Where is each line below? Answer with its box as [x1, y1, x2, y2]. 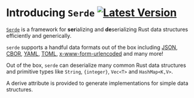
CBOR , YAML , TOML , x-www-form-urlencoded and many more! [6, 50, 163, 57]
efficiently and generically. [6, 32, 72, 39]
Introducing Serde [6, 6, 95, 20]
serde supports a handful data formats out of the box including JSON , [6, 44, 178, 51]
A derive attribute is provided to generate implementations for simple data [6, 79, 189, 87]
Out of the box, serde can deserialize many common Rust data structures [6, 62, 187, 69]
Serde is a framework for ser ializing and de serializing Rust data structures [6, 26, 189, 33]
